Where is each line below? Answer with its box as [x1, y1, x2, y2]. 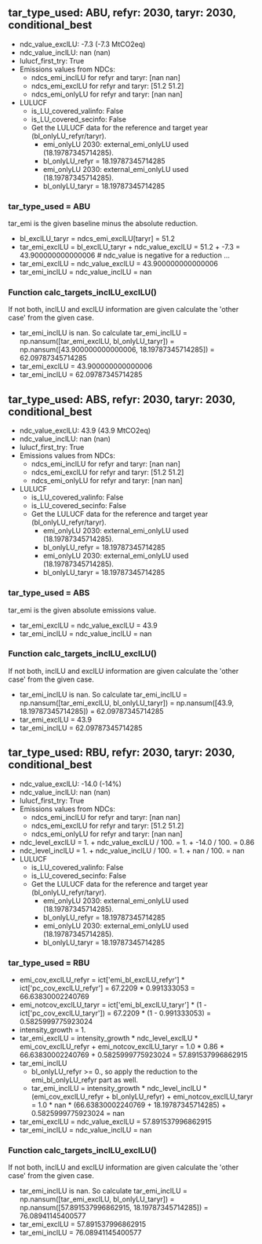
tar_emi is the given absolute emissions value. [8, 605, 157, 615]
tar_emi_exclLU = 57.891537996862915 [19, 1220, 147, 1229]
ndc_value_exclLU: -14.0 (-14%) [19, 779, 122, 788]
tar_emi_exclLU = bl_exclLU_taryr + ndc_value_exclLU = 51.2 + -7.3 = [19, 243, 241, 252]
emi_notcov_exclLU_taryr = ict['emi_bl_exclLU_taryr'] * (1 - [19, 1000, 207, 1009]
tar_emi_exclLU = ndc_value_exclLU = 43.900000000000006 [19, 259, 218, 269]
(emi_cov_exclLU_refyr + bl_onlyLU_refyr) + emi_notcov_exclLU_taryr [31, 1092, 253, 1101]
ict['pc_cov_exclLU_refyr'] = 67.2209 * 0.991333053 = [19, 983, 196, 993]
